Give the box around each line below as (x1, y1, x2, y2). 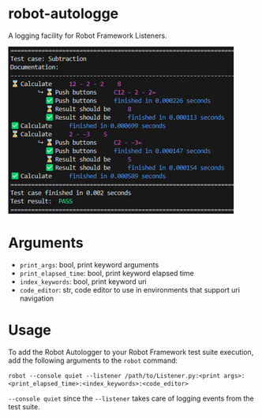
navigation (19, 293, 54, 303)
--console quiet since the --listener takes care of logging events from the (8, 394, 254, 403)
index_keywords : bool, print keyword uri (19, 277, 148, 286)
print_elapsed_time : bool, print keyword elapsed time (19, 268, 195, 278)
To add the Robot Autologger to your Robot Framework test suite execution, (8, 347, 254, 356)
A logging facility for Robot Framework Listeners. (8, 31, 167, 40)
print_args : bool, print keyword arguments (19, 259, 159, 269)
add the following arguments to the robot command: (8, 356, 178, 365)
